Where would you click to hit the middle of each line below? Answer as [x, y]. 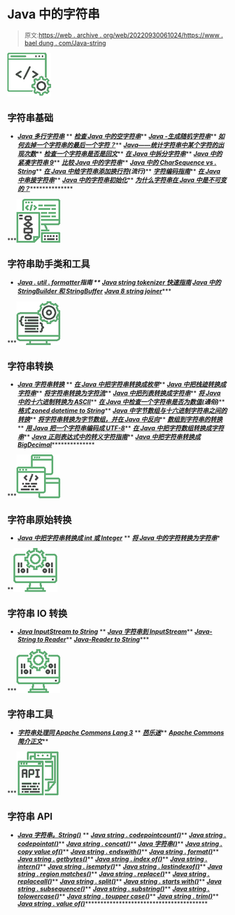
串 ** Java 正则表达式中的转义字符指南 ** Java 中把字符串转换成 [109, 437]
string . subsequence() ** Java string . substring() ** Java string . [113, 888]
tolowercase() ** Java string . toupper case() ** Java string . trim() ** [118, 896]
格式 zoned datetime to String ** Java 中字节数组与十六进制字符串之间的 [122, 411]
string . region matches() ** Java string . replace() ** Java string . [114, 874]
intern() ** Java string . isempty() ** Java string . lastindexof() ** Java [120, 866]
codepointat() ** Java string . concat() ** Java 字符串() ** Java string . [120, 844]
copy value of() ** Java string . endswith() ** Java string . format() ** [118, 851]
